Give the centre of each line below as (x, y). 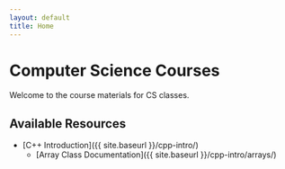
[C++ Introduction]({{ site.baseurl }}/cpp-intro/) (111, 146)
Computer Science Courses (115, 71)
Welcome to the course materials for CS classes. (99, 95)
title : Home (31, 26)
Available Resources (68, 124)
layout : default (40, 18)
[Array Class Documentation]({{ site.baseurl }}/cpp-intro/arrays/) (156, 155)
